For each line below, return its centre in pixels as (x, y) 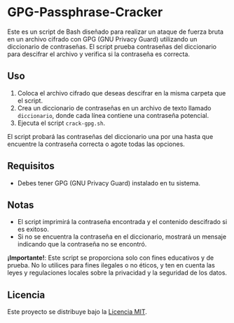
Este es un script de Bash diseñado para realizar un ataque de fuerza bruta (116, 32)
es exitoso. (33, 230)
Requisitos (31, 166)
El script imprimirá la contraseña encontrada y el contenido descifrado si (122, 222)
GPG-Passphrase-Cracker (85, 12)
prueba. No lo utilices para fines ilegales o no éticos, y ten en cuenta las (111, 265)
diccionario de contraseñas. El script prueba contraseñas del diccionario (112, 46)
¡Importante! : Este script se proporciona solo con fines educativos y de (111, 258)
